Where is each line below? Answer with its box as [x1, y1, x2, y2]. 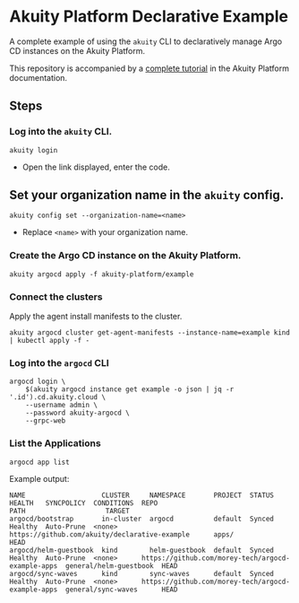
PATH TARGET [9, 506, 130, 515]
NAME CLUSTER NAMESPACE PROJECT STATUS [9, 491, 275, 500]
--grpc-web [25, 416, 66, 425]
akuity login [9, 145, 58, 154]
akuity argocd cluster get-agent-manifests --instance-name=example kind [9, 328, 291, 337]
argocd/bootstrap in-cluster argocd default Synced [9, 514, 275, 523]
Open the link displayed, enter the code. [21, 162, 170, 172]
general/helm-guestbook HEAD [65, 561, 178, 571]
